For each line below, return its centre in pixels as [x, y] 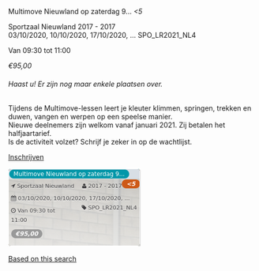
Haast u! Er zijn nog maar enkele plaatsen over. [86, 84]
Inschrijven [26, 157]
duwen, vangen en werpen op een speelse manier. [90, 117]
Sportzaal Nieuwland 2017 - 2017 [62, 26]
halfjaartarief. [30, 134]
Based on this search [43, 259]
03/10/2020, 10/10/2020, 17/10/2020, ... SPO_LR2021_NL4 [102, 35]
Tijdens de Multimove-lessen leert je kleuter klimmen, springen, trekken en [130, 108]
